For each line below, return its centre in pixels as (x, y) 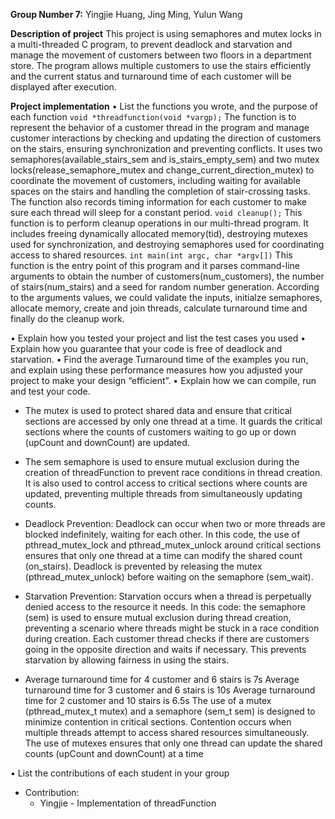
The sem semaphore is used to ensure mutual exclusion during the (162, 462)
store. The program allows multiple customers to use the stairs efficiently (161, 65)
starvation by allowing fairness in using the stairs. (127, 660)
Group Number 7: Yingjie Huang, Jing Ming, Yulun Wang (126, 14)
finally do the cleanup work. (67, 318)
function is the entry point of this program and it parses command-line (155, 265)
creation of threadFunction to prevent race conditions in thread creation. (173, 472)
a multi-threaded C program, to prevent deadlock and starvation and (151, 44)
